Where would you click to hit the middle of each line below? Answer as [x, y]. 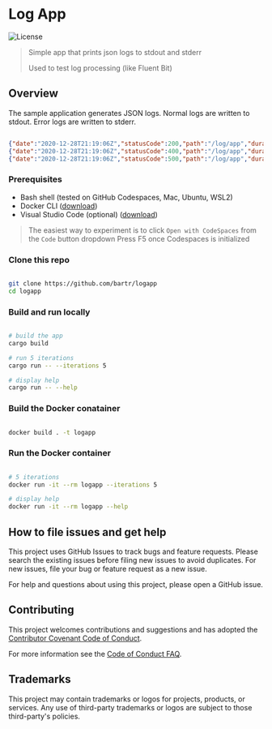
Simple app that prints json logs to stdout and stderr [115, 52]
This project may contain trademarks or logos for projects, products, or [127, 699]
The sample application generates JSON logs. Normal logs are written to [129, 113]
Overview [34, 94]
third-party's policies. [45, 716]
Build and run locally [49, 311]
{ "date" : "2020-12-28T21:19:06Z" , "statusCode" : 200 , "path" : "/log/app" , [128, 144]
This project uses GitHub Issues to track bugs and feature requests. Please [134, 551]
